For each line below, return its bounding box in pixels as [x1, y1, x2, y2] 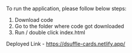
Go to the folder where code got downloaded [14, 23, 124, 29]
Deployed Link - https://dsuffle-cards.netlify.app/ [6, 41, 126, 47]
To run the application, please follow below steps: [6, 5, 127, 12]
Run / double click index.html [14, 29, 85, 36]
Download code [14, 16, 54, 23]
